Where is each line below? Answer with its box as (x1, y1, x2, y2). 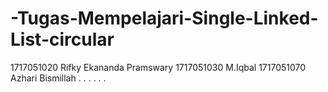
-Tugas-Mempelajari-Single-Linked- (10, 7, 319, 30)
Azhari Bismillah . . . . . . (10, 72, 107, 84)
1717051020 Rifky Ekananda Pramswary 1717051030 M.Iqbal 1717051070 (10, 61, 307, 73)
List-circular (10, 28, 115, 51)
